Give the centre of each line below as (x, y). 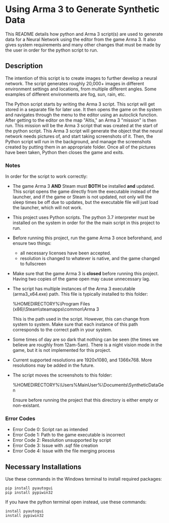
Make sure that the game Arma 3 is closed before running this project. (86, 274)
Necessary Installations (43, 467)
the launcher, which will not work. (47, 207)
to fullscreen (33, 264)
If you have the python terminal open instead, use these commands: (76, 502)
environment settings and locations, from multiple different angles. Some (81, 89)
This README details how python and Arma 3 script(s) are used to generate (84, 34)
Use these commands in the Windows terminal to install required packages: (84, 479)
